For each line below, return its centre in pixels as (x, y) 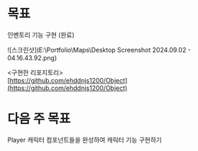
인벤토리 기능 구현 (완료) (41, 35)
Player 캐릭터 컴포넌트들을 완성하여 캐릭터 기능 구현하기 (84, 140)
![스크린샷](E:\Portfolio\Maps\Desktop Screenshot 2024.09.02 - (99, 50)
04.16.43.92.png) (32, 57)
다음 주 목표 (39, 119)
